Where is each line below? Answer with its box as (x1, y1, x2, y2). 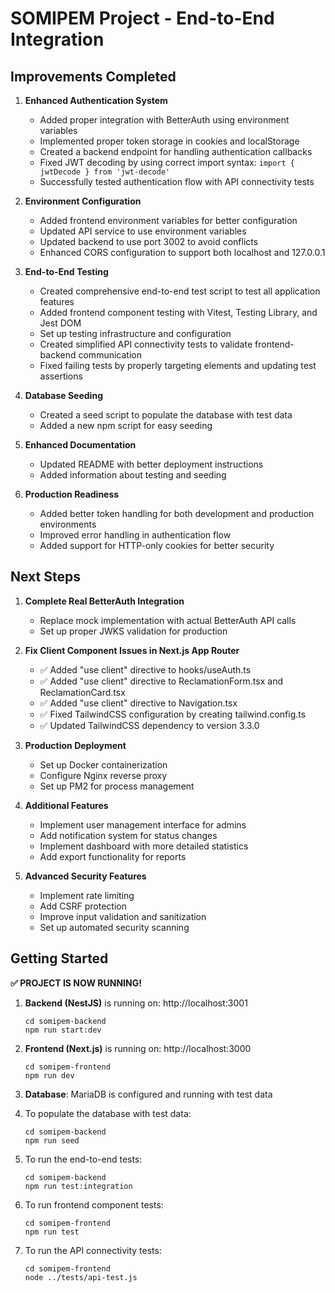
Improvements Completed (10, 68, 177, 85)
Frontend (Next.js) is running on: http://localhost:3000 (24, 1042, 252, 1054)
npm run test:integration (24, 1181, 133, 1191)
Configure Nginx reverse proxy (39, 769, 168, 781)
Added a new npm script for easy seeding (39, 420, 213, 431)
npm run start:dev (24, 1025, 102, 1035)
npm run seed (24, 1135, 80, 1146)
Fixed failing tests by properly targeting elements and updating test (39, 360, 317, 371)
